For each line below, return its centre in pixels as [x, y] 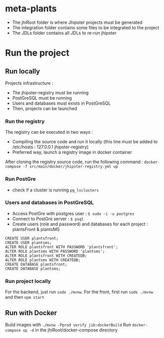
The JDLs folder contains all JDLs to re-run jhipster [64, 33]
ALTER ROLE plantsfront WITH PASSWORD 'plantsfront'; [62, 247]
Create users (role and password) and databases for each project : [80, 224]
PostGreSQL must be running [42, 98]
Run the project [37, 53]
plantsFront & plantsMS [36, 229]
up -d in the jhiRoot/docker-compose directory [70, 330]
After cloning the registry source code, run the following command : [74, 162]
